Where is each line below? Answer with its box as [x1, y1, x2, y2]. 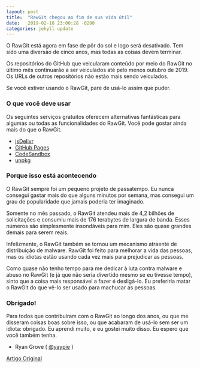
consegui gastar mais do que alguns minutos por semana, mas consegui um [6, 192, 195, 199]
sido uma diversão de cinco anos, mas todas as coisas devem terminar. [6, 49, 183, 56]
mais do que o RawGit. [6, 125, 62, 133]
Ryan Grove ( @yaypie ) [14, 343, 74, 351]
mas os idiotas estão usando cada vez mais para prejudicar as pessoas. [6, 253, 184, 260]
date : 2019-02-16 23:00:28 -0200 [6, 20, 95, 26]
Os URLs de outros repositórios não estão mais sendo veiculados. [6, 73, 169, 80]
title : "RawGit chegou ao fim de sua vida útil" [6, 14, 133, 20]
